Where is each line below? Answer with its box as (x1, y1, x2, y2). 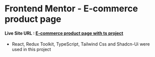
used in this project (11, 47, 52, 53)
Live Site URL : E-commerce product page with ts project (4, 30, 123, 36)
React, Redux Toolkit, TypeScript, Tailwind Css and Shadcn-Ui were (11, 41, 150, 47)
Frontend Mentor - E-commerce (4, 3, 138, 14)
